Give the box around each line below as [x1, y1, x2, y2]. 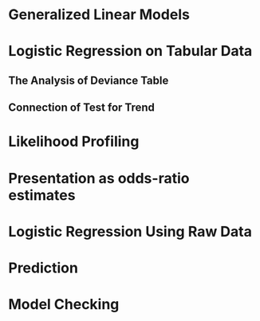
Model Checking [8, 296, 120, 314]
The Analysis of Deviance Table [8, 73, 169, 87]
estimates [8, 186, 76, 204]
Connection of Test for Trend [8, 101, 156, 115]
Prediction [8, 259, 78, 276]
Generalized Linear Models [8, 6, 190, 24]
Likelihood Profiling [8, 133, 140, 151]
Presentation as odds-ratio [8, 169, 190, 187]
